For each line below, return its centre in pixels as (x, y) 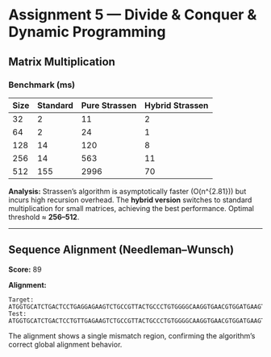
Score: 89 (25, 269)
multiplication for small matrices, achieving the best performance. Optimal (131, 208)
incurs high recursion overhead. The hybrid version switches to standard (130, 200)
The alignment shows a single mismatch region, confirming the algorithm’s (132, 335)
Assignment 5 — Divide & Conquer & (133, 15)
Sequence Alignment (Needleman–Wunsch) (121, 250)
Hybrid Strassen (177, 105)
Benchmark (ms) (42, 85)
